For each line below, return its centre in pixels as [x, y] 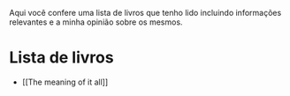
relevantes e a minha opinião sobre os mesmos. [96, 22]
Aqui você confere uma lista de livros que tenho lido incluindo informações [145, 13]
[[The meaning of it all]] [65, 82]
